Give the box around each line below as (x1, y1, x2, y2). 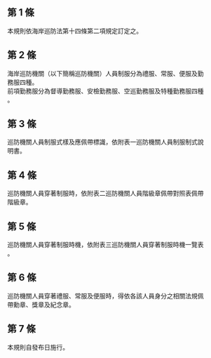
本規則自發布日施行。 (7, 343, 69, 351)
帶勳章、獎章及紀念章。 (7, 300, 75, 309)
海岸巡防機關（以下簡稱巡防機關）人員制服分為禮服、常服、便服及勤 (7, 69, 204, 77)
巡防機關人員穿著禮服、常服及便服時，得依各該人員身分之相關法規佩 (7, 291, 204, 300)
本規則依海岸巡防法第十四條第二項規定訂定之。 (7, 27, 142, 35)
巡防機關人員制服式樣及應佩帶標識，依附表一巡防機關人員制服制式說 (7, 138, 204, 146)
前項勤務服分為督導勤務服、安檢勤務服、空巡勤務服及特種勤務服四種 (7, 86, 204, 95)
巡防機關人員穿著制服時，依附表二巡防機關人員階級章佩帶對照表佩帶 (7, 189, 204, 198)
